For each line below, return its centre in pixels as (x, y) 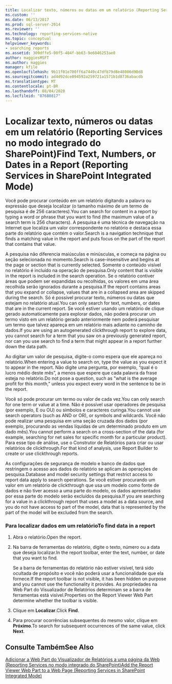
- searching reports (27, 48)
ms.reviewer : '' (23, 29)
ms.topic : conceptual (28, 39)
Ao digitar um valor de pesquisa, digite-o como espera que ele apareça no (84, 357)
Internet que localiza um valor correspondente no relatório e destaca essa (83, 228)
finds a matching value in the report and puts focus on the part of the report (85, 239)
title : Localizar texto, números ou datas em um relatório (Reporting (82, 10)
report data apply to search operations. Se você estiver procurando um (80, 480)
